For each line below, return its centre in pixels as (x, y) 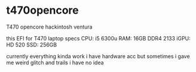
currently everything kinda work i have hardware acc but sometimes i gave (98, 56)
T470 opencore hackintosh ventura (49, 27)
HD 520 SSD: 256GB (32, 45)
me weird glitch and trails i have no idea (55, 62)
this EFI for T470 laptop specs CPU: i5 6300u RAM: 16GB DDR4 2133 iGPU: (99, 38)
